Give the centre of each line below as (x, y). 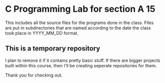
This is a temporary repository (53, 48)
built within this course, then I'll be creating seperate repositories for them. (81, 65)
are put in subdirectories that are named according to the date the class (78, 28)
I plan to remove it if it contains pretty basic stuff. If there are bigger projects (83, 60)
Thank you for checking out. (34, 75)
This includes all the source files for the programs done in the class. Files (80, 23)
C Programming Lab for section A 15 (80, 9)
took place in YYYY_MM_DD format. (42, 33)
